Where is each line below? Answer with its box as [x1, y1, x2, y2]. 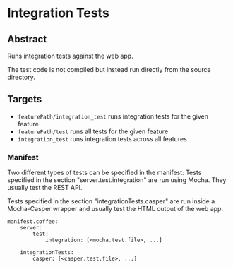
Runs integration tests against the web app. [7, 52, 133, 60]
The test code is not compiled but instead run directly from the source [7, 66, 211, 73]
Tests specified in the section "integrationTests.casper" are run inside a [7, 197, 215, 205]
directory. [7, 73, 35, 81]
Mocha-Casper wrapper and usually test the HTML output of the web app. [7, 205, 224, 213]
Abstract [7, 33, 47, 45]
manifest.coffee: [7, 218, 59, 225]
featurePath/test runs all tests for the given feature [17, 127, 169, 136]
